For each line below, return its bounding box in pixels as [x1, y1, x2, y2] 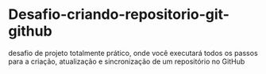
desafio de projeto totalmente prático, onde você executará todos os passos [8, 48, 258, 57]
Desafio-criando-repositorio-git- [8, 6, 230, 24]
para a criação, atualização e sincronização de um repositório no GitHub [8, 57, 245, 66]
